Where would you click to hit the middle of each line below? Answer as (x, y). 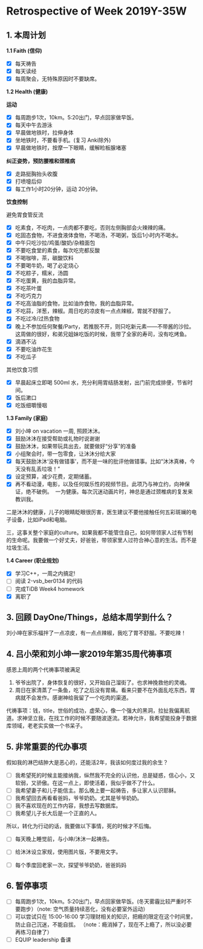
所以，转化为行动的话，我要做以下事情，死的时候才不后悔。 (80, 826)
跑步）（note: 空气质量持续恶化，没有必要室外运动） (85, 909)
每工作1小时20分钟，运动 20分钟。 (58, 188)
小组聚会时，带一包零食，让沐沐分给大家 (65, 454)
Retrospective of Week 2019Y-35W (97, 11)
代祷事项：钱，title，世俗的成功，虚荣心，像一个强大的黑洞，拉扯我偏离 (96, 711)
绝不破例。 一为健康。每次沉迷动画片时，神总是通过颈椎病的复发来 (109, 491)
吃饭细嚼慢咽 (31, 405)
